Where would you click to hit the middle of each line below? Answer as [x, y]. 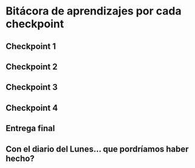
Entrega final [30, 128]
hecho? [20, 158]
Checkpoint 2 [32, 67]
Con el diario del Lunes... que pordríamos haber [97, 149]
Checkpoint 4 [32, 108]
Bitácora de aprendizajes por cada [94, 11]
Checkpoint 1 [31, 46]
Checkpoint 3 [32, 87]
